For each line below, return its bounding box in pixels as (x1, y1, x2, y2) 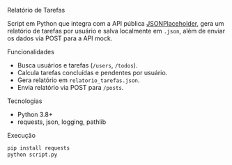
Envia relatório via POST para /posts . (17, 84, 124, 91)
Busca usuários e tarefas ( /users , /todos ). (17, 61, 138, 69)
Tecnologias (7, 97, 42, 105)
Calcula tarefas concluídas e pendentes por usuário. (17, 69, 168, 77)
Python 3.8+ (17, 111, 54, 118)
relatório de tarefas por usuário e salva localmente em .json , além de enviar (7, 27, 225, 35)
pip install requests (7, 145, 70, 152)
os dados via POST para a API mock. (7, 34, 113, 42)
